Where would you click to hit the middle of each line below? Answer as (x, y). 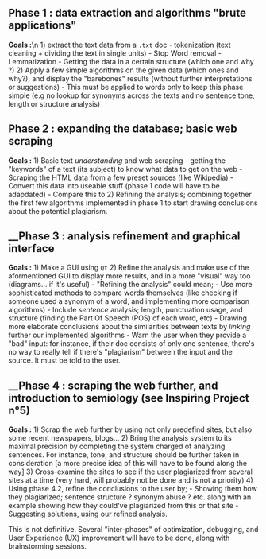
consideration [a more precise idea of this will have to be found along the (128, 464)
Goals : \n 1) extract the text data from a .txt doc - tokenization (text (120, 45)
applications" (42, 26)
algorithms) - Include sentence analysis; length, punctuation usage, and (126, 310)
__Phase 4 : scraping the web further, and (113, 385)
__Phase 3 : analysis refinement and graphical (124, 237)
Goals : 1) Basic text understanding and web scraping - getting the (117, 160)
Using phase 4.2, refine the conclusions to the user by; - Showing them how (133, 489)
